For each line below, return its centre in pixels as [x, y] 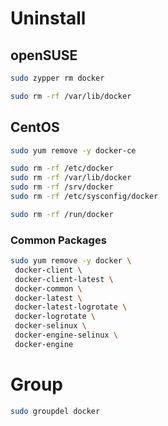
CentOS [35, 127]
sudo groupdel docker [55, 411]
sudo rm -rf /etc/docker [62, 168]
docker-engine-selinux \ [66, 335]
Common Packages [58, 240]
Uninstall [48, 18]
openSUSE [44, 55]
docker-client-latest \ [64, 279]
